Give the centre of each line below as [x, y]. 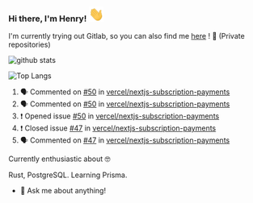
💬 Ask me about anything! [63, 191]
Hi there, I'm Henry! [48, 19]
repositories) [30, 45]
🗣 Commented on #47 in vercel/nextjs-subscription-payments [125, 140]
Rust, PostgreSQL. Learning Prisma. [68, 175]
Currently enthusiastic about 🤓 [59, 159]
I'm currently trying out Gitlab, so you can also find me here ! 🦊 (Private [126, 36]
